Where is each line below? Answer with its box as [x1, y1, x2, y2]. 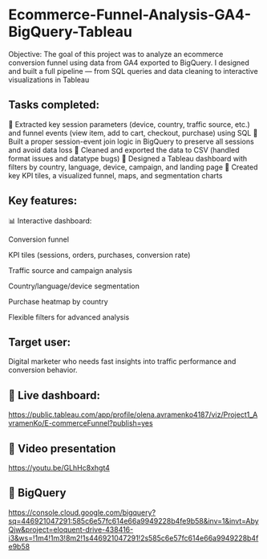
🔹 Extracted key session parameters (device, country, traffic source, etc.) [8, 119, 250, 129]
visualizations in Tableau [8, 75, 90, 84]
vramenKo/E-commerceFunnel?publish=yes [8, 418, 154, 428]
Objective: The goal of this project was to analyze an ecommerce [8, 49, 224, 59]
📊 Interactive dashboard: [8, 215, 92, 226]
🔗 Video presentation [8, 442, 116, 455]
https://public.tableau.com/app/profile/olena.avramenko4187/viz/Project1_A [8, 410, 258, 419]
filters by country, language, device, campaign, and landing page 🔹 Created [8, 162, 258, 172]
